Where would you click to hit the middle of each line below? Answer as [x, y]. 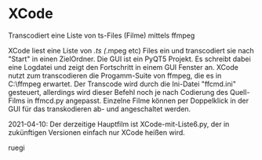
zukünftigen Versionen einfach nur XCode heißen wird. [97, 132]
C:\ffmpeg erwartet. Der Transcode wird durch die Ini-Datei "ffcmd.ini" [122, 84]
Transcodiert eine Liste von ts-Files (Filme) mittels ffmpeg [102, 35]
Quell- [240, 92]
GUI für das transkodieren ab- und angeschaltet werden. [100, 109]
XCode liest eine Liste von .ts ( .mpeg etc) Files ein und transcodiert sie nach [131, 50]
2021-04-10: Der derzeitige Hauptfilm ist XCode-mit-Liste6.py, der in [119, 124]
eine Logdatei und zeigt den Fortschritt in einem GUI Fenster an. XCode [124, 67]
